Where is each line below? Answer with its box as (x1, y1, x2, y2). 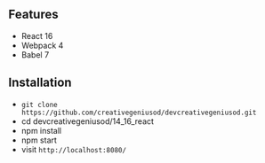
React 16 (20, 30, 53, 41)
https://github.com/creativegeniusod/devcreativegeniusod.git (20, 108, 257, 117)
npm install (20, 125, 62, 136)
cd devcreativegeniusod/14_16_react (20, 115, 155, 127)
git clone (20, 100, 59, 109)
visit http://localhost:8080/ (20, 144, 126, 154)
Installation (8, 75, 72, 90)
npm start (20, 135, 57, 145)
